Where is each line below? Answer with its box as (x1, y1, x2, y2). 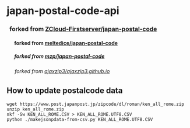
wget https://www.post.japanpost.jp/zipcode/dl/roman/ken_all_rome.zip (6, 101, 184, 107)
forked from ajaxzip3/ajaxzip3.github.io (14, 67, 110, 74)
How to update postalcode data (6, 86, 123, 96)
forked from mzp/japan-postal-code (14, 53, 105, 60)
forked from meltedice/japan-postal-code (14, 39, 118, 46)
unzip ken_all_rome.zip (6, 106, 65, 112)
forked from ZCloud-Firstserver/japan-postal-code (9, 25, 157, 33)
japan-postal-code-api (6, 4, 119, 18)
